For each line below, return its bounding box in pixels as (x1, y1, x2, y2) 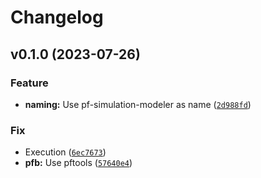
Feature (10, 76, 49, 90)
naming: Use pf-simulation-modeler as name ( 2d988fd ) (24, 98, 252, 110)
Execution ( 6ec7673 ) (24, 146, 107, 158)
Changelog (10, 6, 104, 29)
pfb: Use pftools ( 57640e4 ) (24, 157, 133, 169)
